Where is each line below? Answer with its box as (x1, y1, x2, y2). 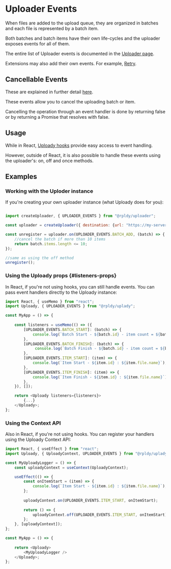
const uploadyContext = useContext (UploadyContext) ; (14, 465, 129, 470)
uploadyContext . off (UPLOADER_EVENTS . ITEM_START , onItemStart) (32, 512, 167, 518)
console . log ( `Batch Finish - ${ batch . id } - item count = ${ (35, 346, 165, 351)
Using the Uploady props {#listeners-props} (5, 272, 117, 279)
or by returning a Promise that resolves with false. (5, 114, 110, 120)
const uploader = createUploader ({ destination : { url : (5, 223, 124, 228)
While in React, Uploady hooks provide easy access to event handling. (5, 142, 153, 148)
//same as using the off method (5, 255, 74, 261)
